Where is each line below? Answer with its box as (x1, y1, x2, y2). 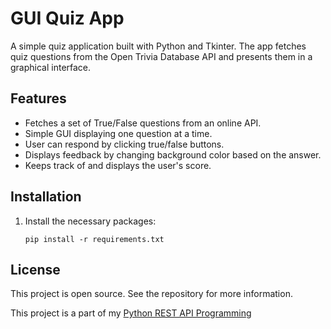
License (10, 261, 61, 278)
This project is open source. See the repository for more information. (10, 288, 293, 300)
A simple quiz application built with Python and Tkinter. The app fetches (10, 40, 307, 52)
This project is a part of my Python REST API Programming (10, 307, 252, 319)
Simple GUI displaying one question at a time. (24, 127, 213, 139)
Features (10, 90, 67, 107)
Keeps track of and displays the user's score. (24, 159, 212, 171)
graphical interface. (10, 61, 92, 73)
